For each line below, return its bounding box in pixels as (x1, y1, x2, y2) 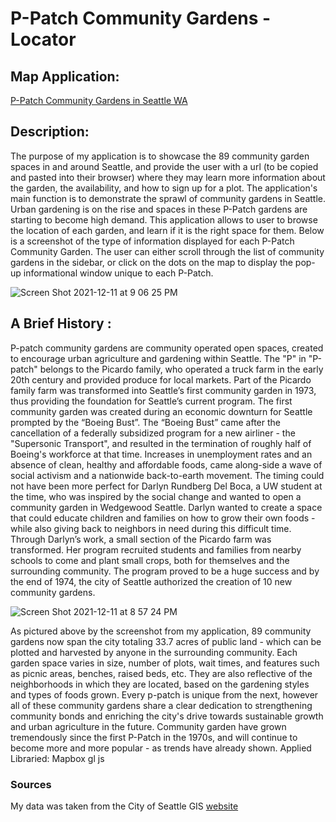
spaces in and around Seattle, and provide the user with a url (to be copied (10, 160, 319, 172)
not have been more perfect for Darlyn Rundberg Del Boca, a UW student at (10, 480, 323, 492)
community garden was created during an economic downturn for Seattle (10, 405, 313, 417)
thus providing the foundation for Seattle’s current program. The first (10, 395, 293, 407)
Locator (10, 28, 77, 51)
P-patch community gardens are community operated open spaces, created (10, 342, 324, 354)
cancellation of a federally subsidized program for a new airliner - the (10, 427, 296, 439)
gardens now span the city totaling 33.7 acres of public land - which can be (10, 635, 322, 647)
